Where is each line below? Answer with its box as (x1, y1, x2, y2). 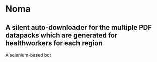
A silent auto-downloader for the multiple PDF (5, 23, 152, 32)
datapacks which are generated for (5, 31, 118, 39)
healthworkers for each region (5, 39, 103, 47)
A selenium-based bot (5, 52, 51, 58)
